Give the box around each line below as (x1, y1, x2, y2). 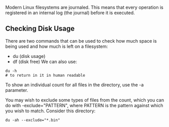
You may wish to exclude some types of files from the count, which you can (5, 97, 164, 103)
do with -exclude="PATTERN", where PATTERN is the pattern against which (5, 102, 163, 108)
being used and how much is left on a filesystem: (5, 43, 108, 49)
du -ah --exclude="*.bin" (5, 117, 60, 122)
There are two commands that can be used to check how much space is (5, 38, 157, 44)
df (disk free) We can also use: (12, 58, 77, 65)
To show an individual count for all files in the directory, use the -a (5, 81, 144, 88)
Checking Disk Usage (5, 24, 75, 33)
